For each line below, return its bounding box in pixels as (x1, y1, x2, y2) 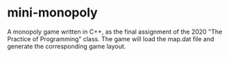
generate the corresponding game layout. (7, 42, 126, 50)
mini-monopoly (7, 5, 99, 21)
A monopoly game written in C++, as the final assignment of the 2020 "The (7, 27, 223, 36)
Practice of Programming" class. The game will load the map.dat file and (7, 34, 214, 43)
